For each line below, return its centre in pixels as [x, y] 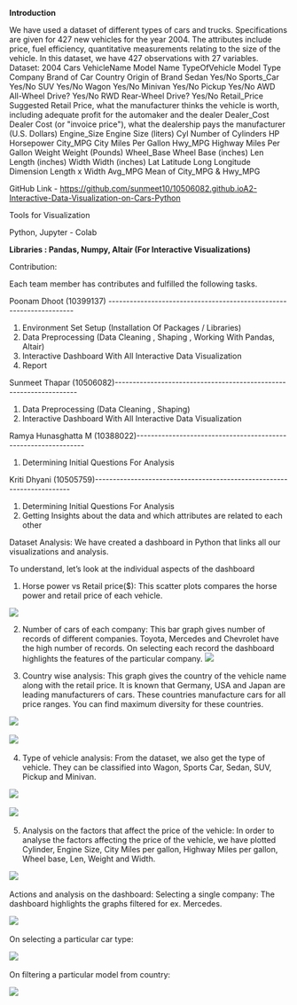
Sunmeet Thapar [40, 382]
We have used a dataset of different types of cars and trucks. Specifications [148, 30]
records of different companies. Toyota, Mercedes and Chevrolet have [150, 639]
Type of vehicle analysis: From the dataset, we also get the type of [144, 758]
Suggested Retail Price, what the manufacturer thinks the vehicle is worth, [145, 105]
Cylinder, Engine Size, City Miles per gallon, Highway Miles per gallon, [150, 849]
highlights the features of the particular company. [112, 659]
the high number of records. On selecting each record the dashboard [148, 648]
